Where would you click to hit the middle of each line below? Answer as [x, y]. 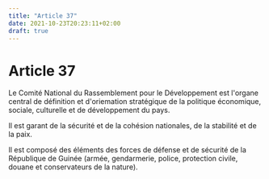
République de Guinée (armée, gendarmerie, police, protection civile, [123, 159]
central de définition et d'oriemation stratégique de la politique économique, [135, 102]
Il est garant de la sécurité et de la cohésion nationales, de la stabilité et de [132, 126]
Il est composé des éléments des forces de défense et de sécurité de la [127, 150]
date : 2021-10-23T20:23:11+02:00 [65, 23]
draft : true [28, 31]
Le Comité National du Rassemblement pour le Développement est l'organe [133, 93]
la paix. [20, 135]
